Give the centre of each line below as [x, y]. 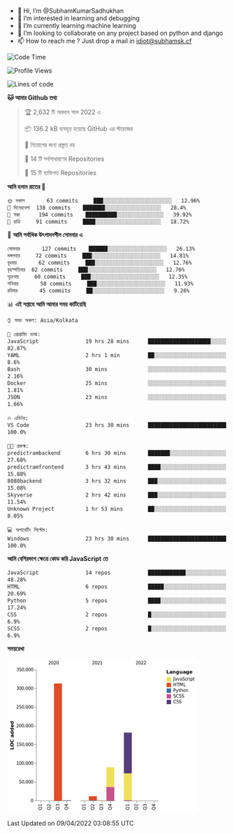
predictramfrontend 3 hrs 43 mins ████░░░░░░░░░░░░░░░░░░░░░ [117, 467]
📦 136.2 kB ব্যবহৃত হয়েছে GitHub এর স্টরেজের [79, 129]
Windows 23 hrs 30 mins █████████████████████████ [117, 539]
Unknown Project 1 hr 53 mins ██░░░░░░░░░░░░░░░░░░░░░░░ [117, 509]
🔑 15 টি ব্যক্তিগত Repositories [60, 173]
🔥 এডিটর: [18, 418]
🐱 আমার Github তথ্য [32, 97]
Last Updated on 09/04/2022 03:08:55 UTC [71, 823]
